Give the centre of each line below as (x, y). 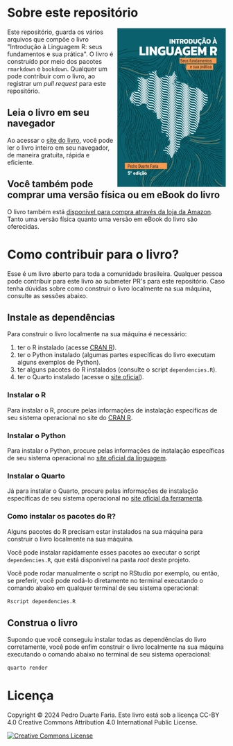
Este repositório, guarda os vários (55, 32)
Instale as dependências (61, 317)
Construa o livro (43, 623)
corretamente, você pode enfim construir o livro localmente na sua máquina (115, 647)
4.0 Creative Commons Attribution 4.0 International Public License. (102, 722)
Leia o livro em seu (48, 113)
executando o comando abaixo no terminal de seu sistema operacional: (109, 654)
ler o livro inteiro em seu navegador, (58, 148)
